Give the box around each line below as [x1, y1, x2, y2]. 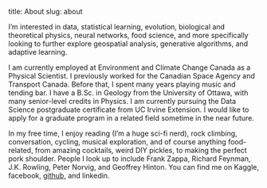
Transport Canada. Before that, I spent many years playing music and [8, 79, 237, 89]
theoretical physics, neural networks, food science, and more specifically [8, 31, 249, 40]
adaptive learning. [8, 48, 68, 56]
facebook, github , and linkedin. [8, 171, 110, 180]
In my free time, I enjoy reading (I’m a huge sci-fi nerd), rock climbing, [8, 129, 238, 138]
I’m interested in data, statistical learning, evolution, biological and [8, 22, 226, 31]
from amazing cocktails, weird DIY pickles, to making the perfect [34, 146, 247, 155]
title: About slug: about [8, 7, 83, 16]
